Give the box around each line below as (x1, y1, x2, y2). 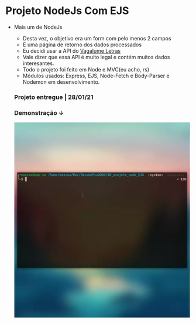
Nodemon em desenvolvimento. (22, 78, 100, 86)
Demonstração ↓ (13, 108, 64, 117)
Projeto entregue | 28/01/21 (13, 93, 94, 101)
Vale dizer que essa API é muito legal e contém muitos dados (22, 53, 170, 60)
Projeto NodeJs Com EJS (5, 4, 129, 18)
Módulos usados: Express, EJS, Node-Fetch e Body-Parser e (22, 72, 170, 79)
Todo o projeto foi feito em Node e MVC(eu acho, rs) (22, 66, 150, 73)
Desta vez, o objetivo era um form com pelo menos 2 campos (22, 35, 171, 42)
